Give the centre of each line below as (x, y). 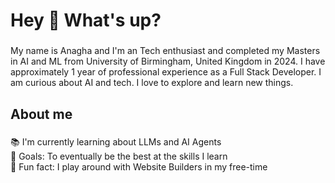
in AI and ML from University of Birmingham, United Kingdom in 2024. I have (168, 61)
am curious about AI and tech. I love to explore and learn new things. (152, 83)
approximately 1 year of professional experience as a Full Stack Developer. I (166, 72)
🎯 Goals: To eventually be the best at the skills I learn (119, 156)
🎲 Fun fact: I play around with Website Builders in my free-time (139, 167)
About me (41, 114)
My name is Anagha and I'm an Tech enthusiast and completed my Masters (165, 51)
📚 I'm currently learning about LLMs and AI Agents (116, 142)
